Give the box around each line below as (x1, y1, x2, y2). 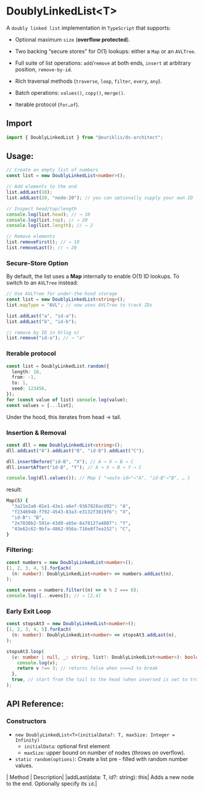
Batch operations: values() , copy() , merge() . (14, 89, 126, 96)
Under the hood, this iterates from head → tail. (6, 413, 122, 420)
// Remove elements (6, 234, 56, 240)
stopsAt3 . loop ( (6, 648, 45, 655)
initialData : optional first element (24, 742, 110, 750)
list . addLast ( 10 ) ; (6, 189, 53, 196)
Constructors (6, 717, 47, 725)
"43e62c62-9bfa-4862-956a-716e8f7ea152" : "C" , (11, 525, 131, 532)
